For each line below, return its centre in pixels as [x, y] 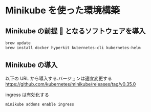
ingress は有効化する [27, 95]
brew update [18, 43]
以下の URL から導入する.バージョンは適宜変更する [59, 78]
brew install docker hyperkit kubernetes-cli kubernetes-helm [73, 48]
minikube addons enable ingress [40, 104]
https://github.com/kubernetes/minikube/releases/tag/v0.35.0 [71, 84]
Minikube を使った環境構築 [63, 10]
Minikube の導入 [31, 65]
